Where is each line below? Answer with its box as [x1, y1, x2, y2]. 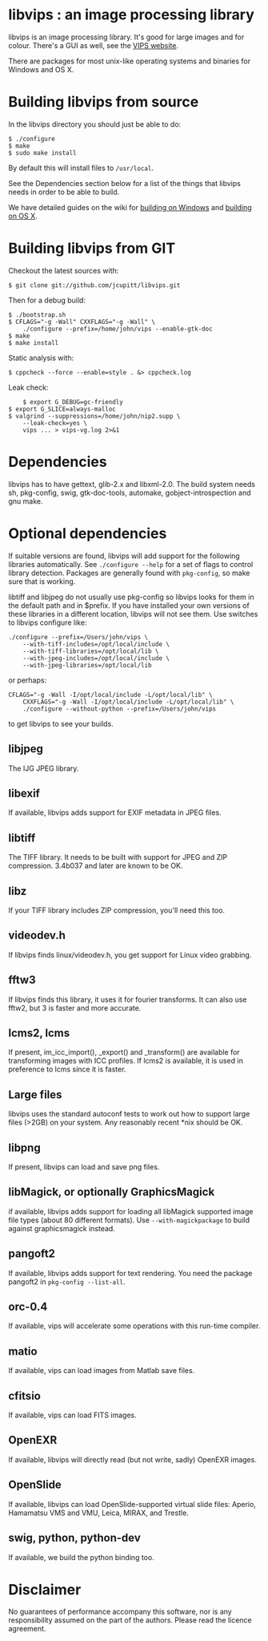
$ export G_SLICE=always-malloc [8, 405, 116, 413]
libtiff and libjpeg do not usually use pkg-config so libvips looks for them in [8, 592, 254, 602]
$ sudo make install [8, 148, 78, 157]
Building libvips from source [8, 93, 199, 111]
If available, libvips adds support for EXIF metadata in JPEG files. [8, 808, 222, 817]
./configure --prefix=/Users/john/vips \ [8, 633, 149, 641]
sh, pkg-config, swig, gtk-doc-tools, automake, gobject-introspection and [8, 488, 251, 497]
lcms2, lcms [8, 1026, 70, 1039]
